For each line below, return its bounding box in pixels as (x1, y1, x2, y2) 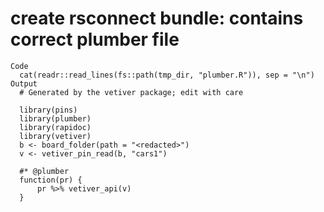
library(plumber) (19, 113, 92, 124)
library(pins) (19, 105, 78, 115)
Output (10, 78, 38, 89)
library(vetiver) (19, 131, 92, 141)
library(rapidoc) (19, 122, 92, 132)
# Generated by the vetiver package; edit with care (19, 87, 244, 97)
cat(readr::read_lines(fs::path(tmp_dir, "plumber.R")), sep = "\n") (19, 70, 315, 80)
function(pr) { (19, 175, 83, 185)
